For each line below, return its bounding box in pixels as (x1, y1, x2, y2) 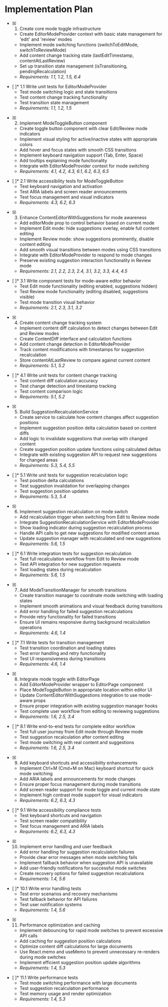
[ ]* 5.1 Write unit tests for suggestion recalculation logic (12, 472, 128, 478)
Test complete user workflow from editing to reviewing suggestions (19, 708, 159, 714)
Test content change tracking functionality (19, 94, 108, 100)
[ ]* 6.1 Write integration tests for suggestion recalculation (12, 550, 132, 556)
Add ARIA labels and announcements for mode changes (19, 776, 136, 782)
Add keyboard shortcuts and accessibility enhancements (19, 760, 138, 766)
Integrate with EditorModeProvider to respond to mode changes (19, 252, 152, 258)
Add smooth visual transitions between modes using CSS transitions (19, 246, 161, 252)
